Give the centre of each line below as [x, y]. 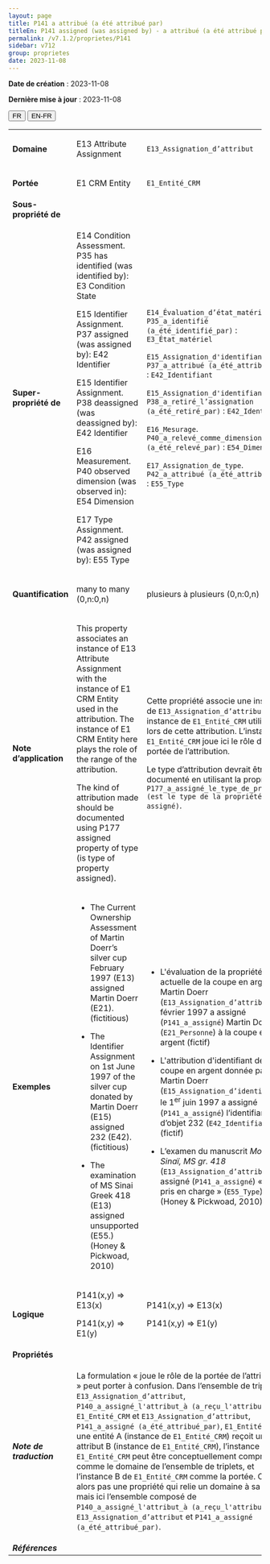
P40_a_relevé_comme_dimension [205, 438]
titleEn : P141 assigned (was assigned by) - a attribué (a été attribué [133, 31]
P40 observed [103, 471]
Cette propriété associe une [199, 700]
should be [95, 807]
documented [100, 817]
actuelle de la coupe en [204, 982]
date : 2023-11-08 [37, 61]
